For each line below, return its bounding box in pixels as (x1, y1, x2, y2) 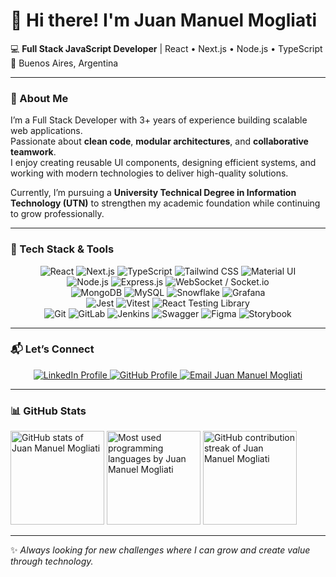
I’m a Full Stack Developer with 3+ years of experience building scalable (10, 114, 308, 126)
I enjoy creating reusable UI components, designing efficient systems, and (10, 157, 317, 169)
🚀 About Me (10, 91, 69, 105)
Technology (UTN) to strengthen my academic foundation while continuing (10, 197, 321, 209)
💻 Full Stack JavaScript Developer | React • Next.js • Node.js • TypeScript (10, 42, 323, 54)
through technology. (10, 555, 94, 568)
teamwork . (10, 146, 57, 158)
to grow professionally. (10, 208, 105, 220)
